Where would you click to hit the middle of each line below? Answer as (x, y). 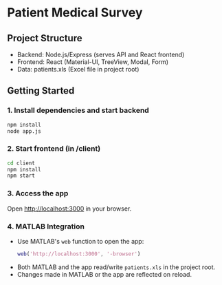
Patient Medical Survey (75, 13)
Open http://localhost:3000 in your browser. (69, 209)
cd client (21, 163)
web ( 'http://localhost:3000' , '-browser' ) (79, 254)
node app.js (24, 131)
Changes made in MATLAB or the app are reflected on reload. (104, 274)
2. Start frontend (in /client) (54, 149)
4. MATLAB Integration (46, 226)
